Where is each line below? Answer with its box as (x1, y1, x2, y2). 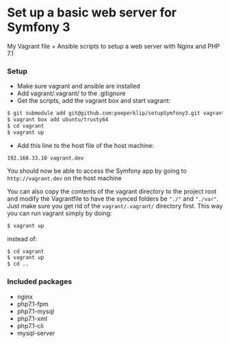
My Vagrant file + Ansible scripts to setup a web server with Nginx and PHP (7, 42, 220, 50)
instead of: (7, 234, 38, 243)
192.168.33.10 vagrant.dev (7, 154, 84, 162)
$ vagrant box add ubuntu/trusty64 (7, 116, 109, 123)
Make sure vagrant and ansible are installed (16, 82, 140, 90)
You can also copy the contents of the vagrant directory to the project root (7, 187, 217, 195)
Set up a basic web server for (7, 5, 177, 21)
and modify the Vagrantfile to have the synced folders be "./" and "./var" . (7, 194, 219, 203)
